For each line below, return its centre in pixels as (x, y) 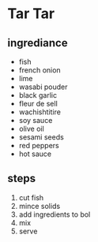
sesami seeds (41, 137)
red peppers (39, 145)
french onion (40, 70)
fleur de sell (38, 104)
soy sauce (36, 120)
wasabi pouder (43, 87)
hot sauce (35, 154)
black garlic (38, 95)
